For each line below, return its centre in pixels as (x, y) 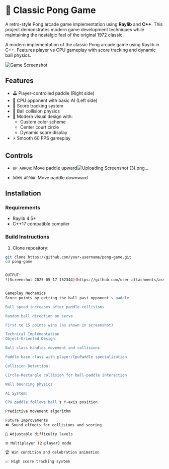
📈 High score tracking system (38, 461)
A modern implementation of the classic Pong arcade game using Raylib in (82, 44)
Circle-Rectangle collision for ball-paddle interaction (66, 375)
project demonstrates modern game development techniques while (75, 29)
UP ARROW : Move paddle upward (45, 168)
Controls (19, 156)
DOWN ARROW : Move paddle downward (50, 177)
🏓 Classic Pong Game (51, 10)
